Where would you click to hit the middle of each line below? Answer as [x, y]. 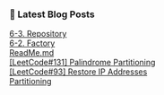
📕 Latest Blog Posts [52, 14]
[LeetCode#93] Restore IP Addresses [78, 72]
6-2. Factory [32, 43]
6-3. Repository [38, 34]
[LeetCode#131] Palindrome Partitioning [82, 63]
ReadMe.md [32, 53]
